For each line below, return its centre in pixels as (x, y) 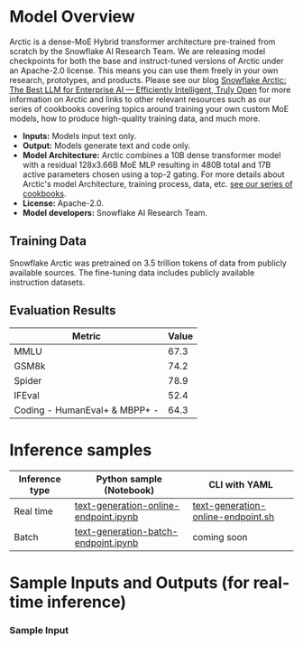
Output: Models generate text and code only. (106, 145)
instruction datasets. (47, 282)
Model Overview (72, 17)
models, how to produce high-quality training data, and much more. (135, 118)
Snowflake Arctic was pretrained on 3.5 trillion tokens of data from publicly (148, 263)
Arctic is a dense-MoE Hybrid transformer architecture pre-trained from (142, 42)
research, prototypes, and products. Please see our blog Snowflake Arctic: (148, 79)
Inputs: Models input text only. (79, 136)
